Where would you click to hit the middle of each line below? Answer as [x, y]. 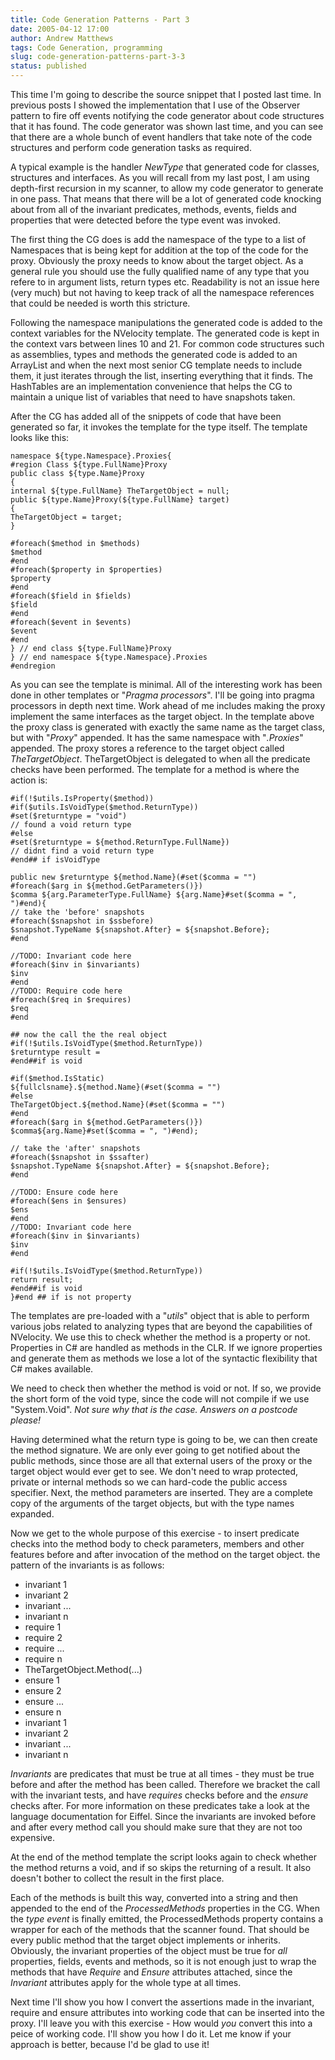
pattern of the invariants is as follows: [87, 1565]
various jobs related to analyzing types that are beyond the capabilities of [161, 1326]
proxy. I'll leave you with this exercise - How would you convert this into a [161, 2023]
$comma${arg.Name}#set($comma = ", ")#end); [104, 1131]
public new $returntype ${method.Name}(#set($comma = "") [133, 877]
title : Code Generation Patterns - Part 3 [100, 19]
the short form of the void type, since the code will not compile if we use [160, 1399]
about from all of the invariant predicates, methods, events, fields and [153, 209]
